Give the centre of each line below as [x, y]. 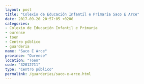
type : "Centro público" [29, 70]
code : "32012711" [23, 65]
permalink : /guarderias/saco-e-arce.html [48, 74]
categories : [17, 23]
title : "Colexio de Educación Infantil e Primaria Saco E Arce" [72, 14]
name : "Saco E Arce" [26, 51]
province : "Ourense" [26, 56]
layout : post [18, 10]
